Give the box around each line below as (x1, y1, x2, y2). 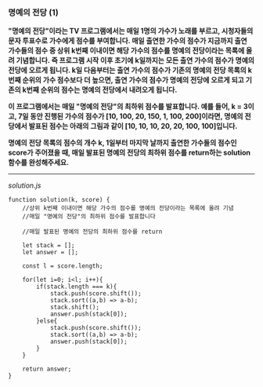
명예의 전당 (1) (8, 6, 59, 17)
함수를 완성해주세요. (8, 158, 69, 167)
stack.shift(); (49, 304, 100, 312)
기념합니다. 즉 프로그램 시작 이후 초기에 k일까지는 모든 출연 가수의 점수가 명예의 (16, 56, 254, 65)
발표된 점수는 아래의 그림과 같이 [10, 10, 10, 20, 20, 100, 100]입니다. (28, 122, 238, 131)
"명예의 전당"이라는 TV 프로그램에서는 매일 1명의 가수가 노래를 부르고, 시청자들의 (8, 26, 254, 36)
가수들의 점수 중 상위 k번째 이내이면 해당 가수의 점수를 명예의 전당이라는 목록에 (8, 46, 245, 56)
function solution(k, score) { (8, 196, 110, 204)
